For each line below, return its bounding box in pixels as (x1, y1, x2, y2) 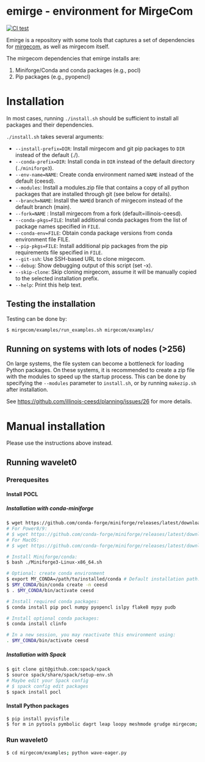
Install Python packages (6, 702, 69, 709)
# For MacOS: (6, 537, 40, 543)
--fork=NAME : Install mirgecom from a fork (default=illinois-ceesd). (15, 210, 183, 217)
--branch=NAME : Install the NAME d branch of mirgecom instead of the (15, 197, 183, 204)
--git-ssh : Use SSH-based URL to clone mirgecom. (15, 255, 145, 262)
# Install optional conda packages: (6, 615, 99, 621)
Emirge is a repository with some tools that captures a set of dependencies (6, 36, 195, 43)
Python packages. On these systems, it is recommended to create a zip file (6, 367, 195, 374)
